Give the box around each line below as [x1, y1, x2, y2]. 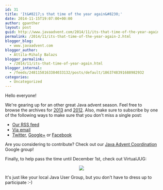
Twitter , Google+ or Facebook [12, 132, 72, 138]
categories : [5, 75, 29, 79]
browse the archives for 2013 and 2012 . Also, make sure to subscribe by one [5, 107, 158, 113]
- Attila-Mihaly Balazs [9, 52, 57, 57]
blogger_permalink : [5, 57, 45, 62]
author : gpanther [5, 20, 40, 26]
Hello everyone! [5, 93, 37, 98]
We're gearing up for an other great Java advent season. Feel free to [5, 102, 142, 108]
